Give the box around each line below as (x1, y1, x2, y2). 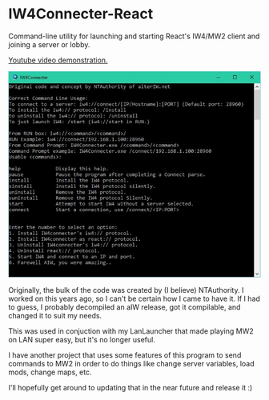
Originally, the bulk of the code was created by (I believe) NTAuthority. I (8, 286, 244, 295)
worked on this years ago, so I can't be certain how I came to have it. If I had (8, 294, 260, 304)
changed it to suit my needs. (8, 311, 102, 321)
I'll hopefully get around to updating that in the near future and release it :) (8, 383, 253, 393)
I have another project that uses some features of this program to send (8, 350, 242, 360)
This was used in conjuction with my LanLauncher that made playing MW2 (8, 326, 254, 336)
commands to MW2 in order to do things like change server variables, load (8, 359, 255, 369)
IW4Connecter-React (8, 5, 154, 23)
